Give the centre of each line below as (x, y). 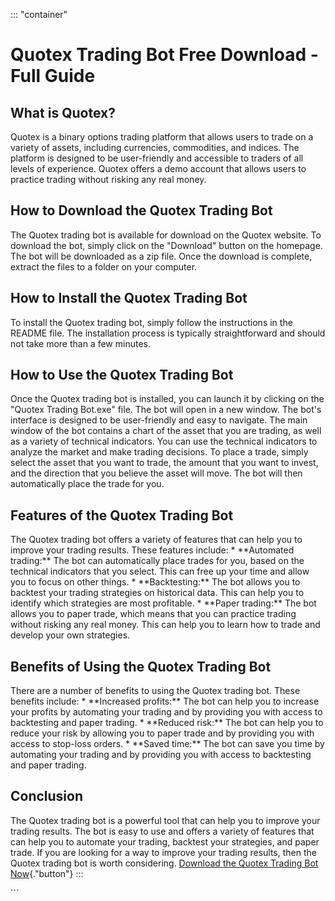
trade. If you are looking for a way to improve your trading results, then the (163, 852)
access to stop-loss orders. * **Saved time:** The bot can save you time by (167, 744)
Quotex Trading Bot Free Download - (164, 55)
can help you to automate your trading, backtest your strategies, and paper (165, 841)
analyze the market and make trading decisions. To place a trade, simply (159, 452)
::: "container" (39, 14)
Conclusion (47, 796)
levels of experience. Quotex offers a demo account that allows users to (158, 168)
